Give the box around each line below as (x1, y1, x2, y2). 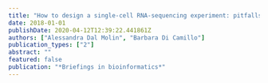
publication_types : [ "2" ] (8, 41, 94, 49)
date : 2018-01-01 (8, 19, 66, 27)
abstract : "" (8, 48, 52, 56)
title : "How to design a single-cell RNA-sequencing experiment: (8, 11, 230, 20)
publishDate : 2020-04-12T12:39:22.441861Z (8, 26, 152, 34)
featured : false (8, 56, 62, 64)
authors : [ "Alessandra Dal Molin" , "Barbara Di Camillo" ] (8, 33, 205, 42)
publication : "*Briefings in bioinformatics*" (8, 63, 166, 71)
